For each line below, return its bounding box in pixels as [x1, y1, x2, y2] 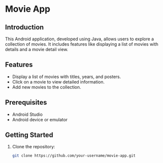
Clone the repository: [12, 144, 55, 150]
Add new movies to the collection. [12, 84, 81, 90]
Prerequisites [5, 98, 47, 107]
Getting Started [5, 131, 54, 139]
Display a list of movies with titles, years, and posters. [12, 74, 121, 80]
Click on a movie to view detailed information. [12, 79, 105, 84]
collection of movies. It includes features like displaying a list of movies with [5, 41, 159, 47]
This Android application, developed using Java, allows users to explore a [5, 36, 154, 42]
